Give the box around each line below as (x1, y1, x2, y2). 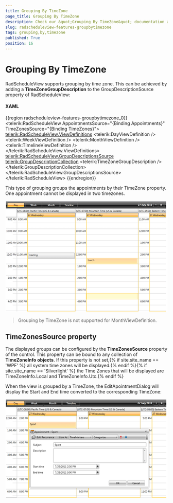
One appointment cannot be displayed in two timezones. (5, 190, 125, 196)
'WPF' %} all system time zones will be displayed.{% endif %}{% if (5, 363, 147, 369)
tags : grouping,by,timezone (5, 30, 66, 35)
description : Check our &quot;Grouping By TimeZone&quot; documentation (5, 19, 165, 24)
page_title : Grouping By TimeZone (5, 13, 80, 19)
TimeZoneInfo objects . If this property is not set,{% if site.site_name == (5, 357, 159, 363)
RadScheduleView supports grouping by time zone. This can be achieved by (5, 80, 167, 87)
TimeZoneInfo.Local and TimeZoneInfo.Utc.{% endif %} (5, 373, 124, 380)
